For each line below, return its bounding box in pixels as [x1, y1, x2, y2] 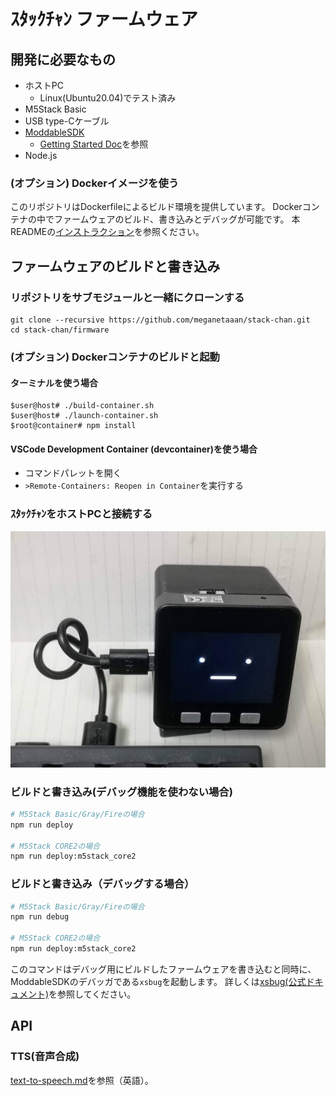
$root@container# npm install [10, 421, 137, 431]
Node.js [24, 150, 58, 161]
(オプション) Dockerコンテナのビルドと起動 [10, 350, 220, 364]
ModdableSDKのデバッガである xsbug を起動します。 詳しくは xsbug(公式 [10, 975, 307, 987]
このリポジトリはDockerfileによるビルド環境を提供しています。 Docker [10, 201, 303, 213]
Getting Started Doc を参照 [39, 138, 149, 150]
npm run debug [10, 912, 70, 922]
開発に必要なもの [10, 51, 116, 68]
